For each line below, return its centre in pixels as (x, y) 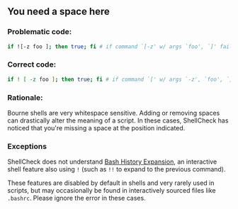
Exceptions (27, 146)
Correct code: (32, 64)
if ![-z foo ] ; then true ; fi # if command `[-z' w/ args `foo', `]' (112, 46)
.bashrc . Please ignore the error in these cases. (77, 198)
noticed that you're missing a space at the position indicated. (96, 128)
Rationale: (25, 97)
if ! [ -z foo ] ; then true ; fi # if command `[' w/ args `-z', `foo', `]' (121, 79)
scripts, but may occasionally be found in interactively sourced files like (112, 191)
